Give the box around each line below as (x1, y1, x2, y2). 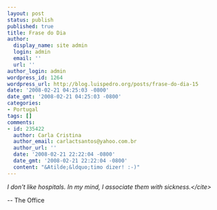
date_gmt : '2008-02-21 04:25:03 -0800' (7, 94, 122, 101)
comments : (7, 118, 36, 126)
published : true (7, 23, 54, 30)
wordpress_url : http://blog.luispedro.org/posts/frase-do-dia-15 (7, 81, 198, 87)
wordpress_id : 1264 (7, 74, 63, 81)
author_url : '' (13, 145, 57, 151)
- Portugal (7, 106, 39, 113)
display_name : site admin (13, 42, 88, 49)
